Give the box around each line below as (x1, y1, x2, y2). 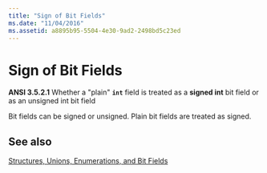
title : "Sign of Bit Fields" (8, 11, 106, 20)
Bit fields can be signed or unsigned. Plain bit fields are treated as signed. (8, 111, 252, 121)
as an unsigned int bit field (8, 96, 96, 106)
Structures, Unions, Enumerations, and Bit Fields (8, 156, 168, 166)
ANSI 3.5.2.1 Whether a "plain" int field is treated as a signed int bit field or (8, 87, 259, 97)
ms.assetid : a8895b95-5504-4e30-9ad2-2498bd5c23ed (8, 26, 181, 34)
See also (8, 135, 52, 148)
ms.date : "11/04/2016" (8, 19, 84, 27)
